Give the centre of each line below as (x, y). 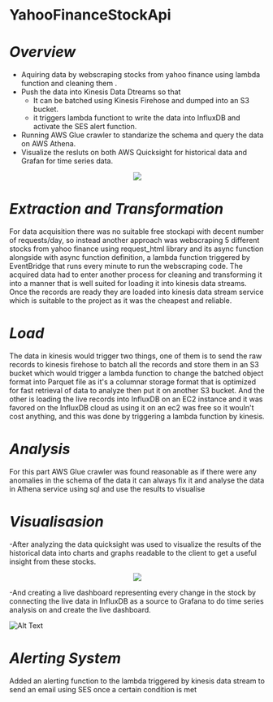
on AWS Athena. (48, 144)
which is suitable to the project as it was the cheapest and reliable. (121, 301)
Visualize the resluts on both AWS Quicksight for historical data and (134, 153)
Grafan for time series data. (67, 161)
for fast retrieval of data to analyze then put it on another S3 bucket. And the (137, 390)
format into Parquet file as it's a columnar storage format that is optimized (133, 382)
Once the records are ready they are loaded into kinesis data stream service (136, 292)
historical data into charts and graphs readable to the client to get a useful (133, 552)
